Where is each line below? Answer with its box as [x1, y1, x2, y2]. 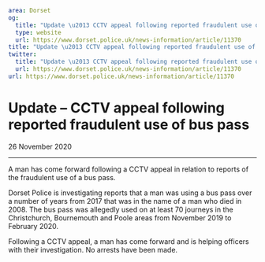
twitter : [8, 50, 37, 58]
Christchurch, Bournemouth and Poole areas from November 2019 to [8, 212, 232, 223]
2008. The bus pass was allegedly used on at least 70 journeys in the [8, 205, 234, 214]
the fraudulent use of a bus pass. [8, 172, 116, 182]
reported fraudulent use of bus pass [8, 116, 250, 133]
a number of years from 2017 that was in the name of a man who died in [8, 196, 242, 205]
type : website [15, 28, 62, 36]
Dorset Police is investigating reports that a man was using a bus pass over [8, 188, 252, 197]
